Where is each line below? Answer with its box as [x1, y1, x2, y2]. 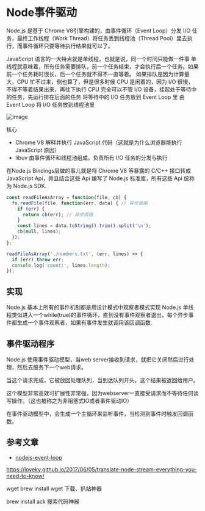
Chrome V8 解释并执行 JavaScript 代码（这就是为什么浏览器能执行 [15, 139, 182, 146]
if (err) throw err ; [12, 256, 64, 263]
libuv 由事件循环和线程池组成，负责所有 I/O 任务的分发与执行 [15, 154, 168, 161]
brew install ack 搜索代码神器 [6, 498, 79, 505]
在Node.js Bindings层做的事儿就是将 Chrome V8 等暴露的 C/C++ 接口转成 [6, 167, 191, 174]
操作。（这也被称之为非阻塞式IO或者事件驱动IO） [11, 397, 132, 404]
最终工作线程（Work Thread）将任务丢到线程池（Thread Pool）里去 [16, 34, 187, 42]
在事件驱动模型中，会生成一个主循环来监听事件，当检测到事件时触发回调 [6, 410, 188, 417]
